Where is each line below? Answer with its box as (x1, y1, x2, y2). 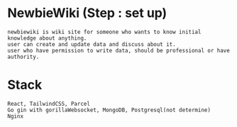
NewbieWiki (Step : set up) (7, 5, 167, 21)
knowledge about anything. (7, 34, 87, 42)
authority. (7, 53, 40, 60)
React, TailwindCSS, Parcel (7, 100, 91, 107)
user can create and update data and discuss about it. (7, 40, 176, 48)
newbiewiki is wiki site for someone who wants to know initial (7, 28, 202, 35)
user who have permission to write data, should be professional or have (7, 47, 231, 54)
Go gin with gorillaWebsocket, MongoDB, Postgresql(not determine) (7, 106, 211, 114)
